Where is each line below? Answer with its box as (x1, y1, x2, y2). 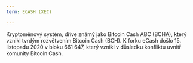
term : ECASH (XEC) (6, 8, 52, 15)
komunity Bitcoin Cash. (6, 49, 63, 57)
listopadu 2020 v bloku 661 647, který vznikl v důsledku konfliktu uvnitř (6, 43, 182, 50)
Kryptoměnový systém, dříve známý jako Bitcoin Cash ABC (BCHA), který (6, 31, 187, 38)
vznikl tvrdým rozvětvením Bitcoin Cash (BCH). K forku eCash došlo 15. (6, 37, 182, 44)
